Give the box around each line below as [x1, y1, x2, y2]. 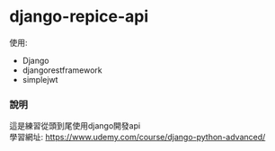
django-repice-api [9, 6, 149, 27]
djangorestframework [22, 65, 102, 75]
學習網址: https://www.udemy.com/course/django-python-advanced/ [9, 132, 266, 143]
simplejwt [22, 74, 58, 84]
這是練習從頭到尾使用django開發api [9, 120, 141, 131]
